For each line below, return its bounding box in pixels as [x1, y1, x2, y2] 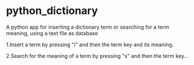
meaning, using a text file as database [6, 29, 98, 36]
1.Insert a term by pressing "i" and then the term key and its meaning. [6, 41, 174, 48]
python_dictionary [6, 4, 98, 18]
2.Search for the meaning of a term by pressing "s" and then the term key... [6, 52, 189, 59]
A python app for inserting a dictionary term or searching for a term [6, 23, 169, 30]
